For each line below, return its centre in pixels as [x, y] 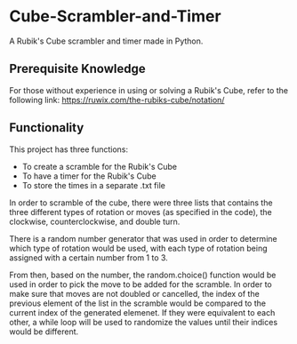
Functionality [47, 128]
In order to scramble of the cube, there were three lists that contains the [141, 203]
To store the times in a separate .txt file [94, 185]
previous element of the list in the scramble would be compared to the [138, 303]
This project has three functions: [69, 149]
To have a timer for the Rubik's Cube [89, 176]
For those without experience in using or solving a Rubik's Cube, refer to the [149, 90]
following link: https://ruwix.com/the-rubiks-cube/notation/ [117, 100]
